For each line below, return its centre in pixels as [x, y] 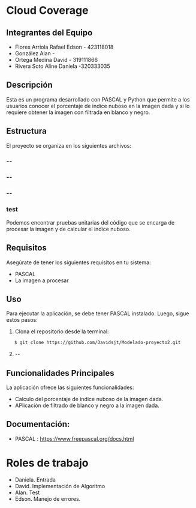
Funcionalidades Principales [60, 373]
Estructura [26, 131]
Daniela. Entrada [35, 479]
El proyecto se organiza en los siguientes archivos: [69, 145]
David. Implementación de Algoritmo [60, 486]
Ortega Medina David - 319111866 [56, 60]
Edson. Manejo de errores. [48, 498]
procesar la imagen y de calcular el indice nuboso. [68, 229]
